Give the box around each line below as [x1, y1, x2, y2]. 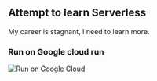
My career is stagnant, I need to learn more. [8, 26, 150, 36]
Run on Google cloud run [8, 46, 104, 57]
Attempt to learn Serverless [8, 6, 147, 19]
